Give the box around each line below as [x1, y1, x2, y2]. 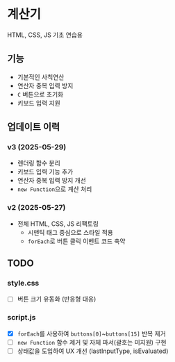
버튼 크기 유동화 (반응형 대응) [17, 295, 97, 303]
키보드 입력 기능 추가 [17, 167, 74, 176]
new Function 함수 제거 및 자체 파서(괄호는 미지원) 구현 [17, 338, 167, 346]
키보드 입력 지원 [17, 99, 60, 107]
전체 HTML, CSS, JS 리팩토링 [17, 220, 99, 228]
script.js [7, 313, 36, 322]
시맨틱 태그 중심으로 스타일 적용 [27, 228, 113, 236]
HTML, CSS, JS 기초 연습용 [7, 31, 83, 39]
